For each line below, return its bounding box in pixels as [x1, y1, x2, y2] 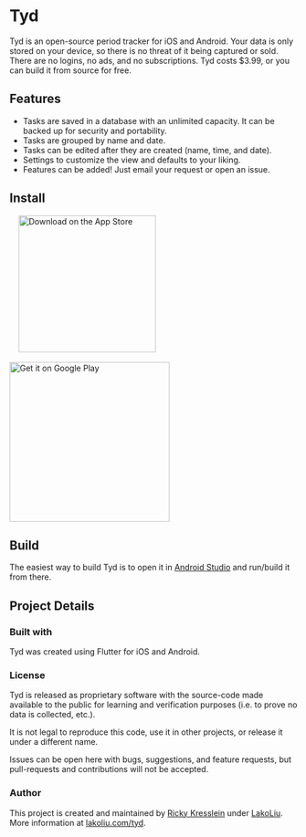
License [9, 668, 46, 681]
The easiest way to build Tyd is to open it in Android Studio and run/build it [9, 562, 290, 573]
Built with [9, 625, 53, 638]
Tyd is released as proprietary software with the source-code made [9, 690, 264, 701]
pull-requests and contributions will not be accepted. [9, 764, 209, 775]
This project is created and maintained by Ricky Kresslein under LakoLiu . [9, 807, 283, 818]
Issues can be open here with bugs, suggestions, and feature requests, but [9, 754, 292, 765]
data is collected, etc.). [9, 709, 96, 720]
